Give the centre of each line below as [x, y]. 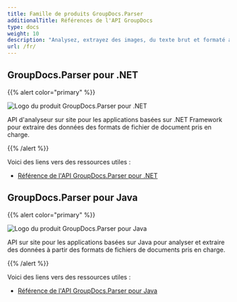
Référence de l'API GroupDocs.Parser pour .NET [87, 175]
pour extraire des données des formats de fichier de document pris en [109, 127]
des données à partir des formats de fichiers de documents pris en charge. [116, 249]
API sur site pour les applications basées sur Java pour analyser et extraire [116, 242]
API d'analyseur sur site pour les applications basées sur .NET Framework [115, 119]
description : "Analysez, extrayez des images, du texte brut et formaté [116, 40]
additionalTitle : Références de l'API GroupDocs [80, 20]
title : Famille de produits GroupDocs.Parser [75, 14]
